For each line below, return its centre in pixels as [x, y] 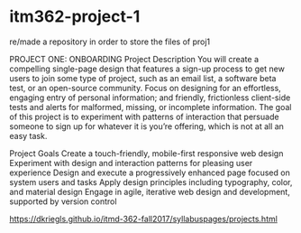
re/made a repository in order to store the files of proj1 [110, 42]
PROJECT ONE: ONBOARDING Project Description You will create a [134, 59]
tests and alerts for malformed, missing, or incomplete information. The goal [150, 107]
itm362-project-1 [75, 17]
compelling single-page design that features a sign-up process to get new [147, 69]
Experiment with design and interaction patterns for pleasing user [131, 163]
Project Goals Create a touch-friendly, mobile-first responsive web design [146, 153]
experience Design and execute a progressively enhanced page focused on [150, 172]
